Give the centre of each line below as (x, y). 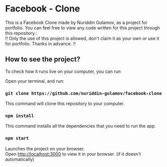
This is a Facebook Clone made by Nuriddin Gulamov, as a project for (77, 22)
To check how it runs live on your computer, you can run (63, 71)
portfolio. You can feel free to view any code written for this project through (83, 27)
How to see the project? (43, 60)
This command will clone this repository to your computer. (65, 104)
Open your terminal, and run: (35, 81)
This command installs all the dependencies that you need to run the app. (81, 126)
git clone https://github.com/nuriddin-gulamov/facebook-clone (83, 93)
